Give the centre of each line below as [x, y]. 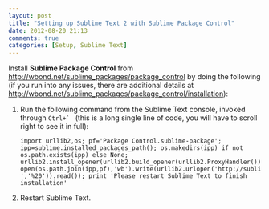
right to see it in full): [54, 127]
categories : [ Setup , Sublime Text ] [68, 46]
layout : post [30, 16]
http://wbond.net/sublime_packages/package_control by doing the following [134, 77]
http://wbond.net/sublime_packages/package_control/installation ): [118, 94]
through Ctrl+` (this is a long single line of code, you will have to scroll [139, 118]
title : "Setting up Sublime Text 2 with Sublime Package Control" [122, 23]
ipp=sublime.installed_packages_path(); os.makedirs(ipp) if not [131, 148]
